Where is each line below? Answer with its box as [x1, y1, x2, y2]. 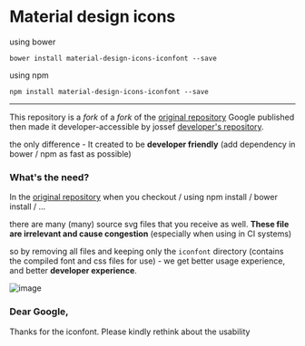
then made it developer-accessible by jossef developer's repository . [9, 120, 265, 132]
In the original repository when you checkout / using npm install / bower [9, 192, 279, 203]
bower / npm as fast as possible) [9, 148, 132, 159]
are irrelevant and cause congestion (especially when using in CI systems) [9, 228, 292, 239]
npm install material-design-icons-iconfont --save [9, 87, 209, 96]
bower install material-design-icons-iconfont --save [9, 53, 218, 62]
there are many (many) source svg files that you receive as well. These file [9, 219, 290, 230]
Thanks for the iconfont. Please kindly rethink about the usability [9, 326, 251, 337]
